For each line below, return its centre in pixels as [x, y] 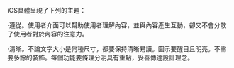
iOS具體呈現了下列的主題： [47, 10]
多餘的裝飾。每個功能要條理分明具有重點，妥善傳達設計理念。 [103, 57]
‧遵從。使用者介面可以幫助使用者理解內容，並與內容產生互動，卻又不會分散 [117, 25]
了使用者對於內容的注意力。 [48, 34]
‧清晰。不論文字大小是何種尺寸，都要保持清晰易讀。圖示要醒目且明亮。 [111, 49]
